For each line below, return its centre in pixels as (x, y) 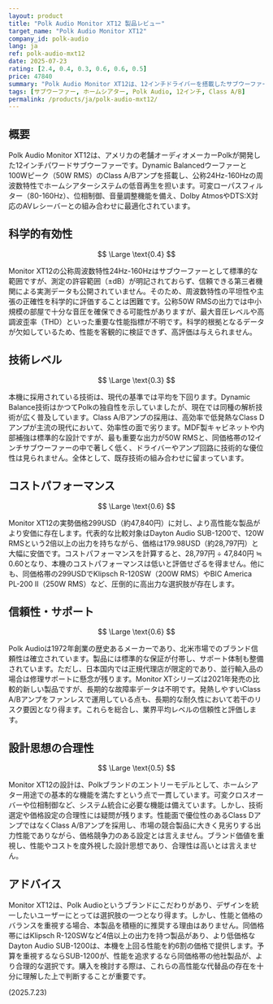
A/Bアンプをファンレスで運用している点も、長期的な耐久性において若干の (131, 699)
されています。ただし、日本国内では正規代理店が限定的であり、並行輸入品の (136, 669)
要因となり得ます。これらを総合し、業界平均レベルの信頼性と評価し (136, 710)
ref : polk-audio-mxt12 (47, 54)
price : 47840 (30, 76)
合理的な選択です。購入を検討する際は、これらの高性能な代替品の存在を (136, 966)
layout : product (36, 16)
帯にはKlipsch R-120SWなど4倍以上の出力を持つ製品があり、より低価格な (132, 935)
